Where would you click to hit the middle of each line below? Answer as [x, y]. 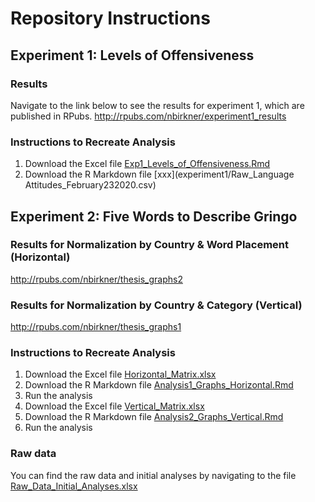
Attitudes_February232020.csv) [90, 185]
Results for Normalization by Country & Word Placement [150, 245]
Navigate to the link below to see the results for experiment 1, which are [157, 105]
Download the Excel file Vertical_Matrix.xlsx [114, 406]
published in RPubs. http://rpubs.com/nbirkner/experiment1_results [148, 116]
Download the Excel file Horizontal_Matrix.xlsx [120, 374]
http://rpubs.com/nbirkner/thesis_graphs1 [96, 327]
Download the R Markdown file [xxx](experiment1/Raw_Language [159, 174]
